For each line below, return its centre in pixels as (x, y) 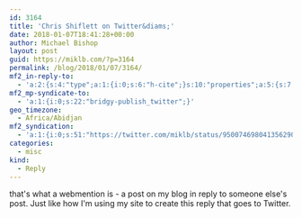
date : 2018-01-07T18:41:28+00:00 (72, 34)
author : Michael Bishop (54, 43)
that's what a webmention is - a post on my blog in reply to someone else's (148, 194)
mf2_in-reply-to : (42, 77)
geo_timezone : (36, 110)
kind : (19, 160)
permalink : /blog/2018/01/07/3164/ (76, 68)
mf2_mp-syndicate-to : (50, 93)
